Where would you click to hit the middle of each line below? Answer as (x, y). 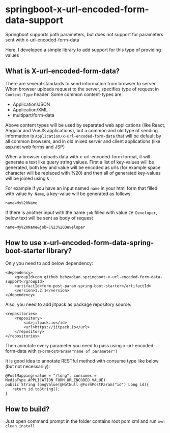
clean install (20, 426)
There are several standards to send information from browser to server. (81, 83)
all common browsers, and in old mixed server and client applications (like (83, 141)
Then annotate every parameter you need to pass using (64, 345)
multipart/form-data (33, 115)
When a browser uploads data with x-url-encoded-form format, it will (78, 156)
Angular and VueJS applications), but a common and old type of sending (81, 130)
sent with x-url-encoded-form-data (42, 40)
